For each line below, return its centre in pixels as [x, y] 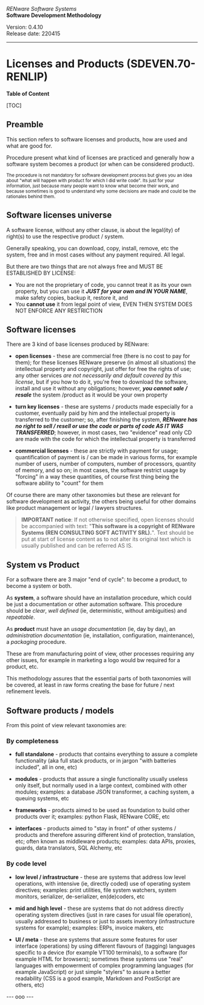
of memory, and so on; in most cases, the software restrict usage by [100, 470]
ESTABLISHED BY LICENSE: [41, 273]
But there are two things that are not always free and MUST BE [85, 266]
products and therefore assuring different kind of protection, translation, [105, 835]
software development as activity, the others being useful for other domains [101, 501]
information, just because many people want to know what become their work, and [93, 186]
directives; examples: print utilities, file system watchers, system [96, 890]
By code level [26, 864]
